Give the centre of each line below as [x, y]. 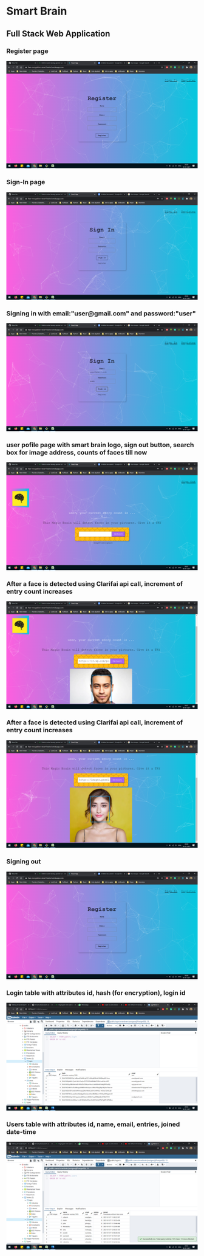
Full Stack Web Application [58, 34]
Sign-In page [26, 182]
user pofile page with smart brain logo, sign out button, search [100, 445]
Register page [27, 51]
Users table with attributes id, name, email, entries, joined [93, 1124]
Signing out [24, 862]
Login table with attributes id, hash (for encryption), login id [96, 993]
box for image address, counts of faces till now [77, 452]
